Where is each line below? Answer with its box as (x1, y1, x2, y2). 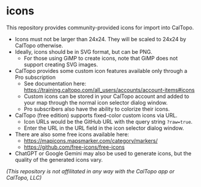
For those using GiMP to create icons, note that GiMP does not (23, 54, 178, 62)
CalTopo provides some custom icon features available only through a (14, 67, 187, 74)
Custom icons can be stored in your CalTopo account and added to (23, 93, 190, 100)
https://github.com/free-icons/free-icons (23, 143, 125, 151)
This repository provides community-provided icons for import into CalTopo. (6, 24, 194, 31)
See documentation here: (23, 79, 87, 87)
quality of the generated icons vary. (14, 156, 103, 163)
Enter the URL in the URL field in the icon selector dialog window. (23, 124, 184, 131)
